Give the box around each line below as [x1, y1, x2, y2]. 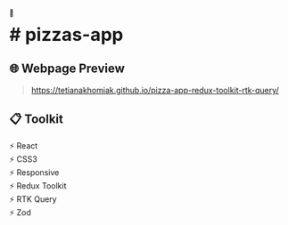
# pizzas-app [9, 23, 124, 45]
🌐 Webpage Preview [9, 61, 125, 76]
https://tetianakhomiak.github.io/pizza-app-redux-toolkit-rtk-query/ [30, 84, 279, 95]
